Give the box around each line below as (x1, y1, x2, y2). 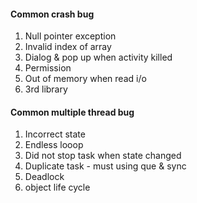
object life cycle (24, 181, 91, 194)
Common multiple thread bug (10, 106, 135, 118)
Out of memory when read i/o (24, 73, 147, 85)
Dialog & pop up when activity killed (24, 51, 173, 64)
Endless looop (24, 139, 84, 151)
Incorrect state (24, 128, 86, 140)
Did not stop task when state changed (24, 150, 182, 162)
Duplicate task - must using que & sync (24, 160, 187, 172)
